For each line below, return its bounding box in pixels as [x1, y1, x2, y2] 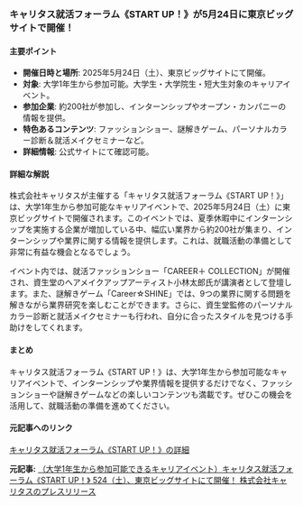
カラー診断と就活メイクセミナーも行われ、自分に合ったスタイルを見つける [9, 311, 286, 322]
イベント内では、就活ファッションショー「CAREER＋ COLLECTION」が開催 [9, 266, 290, 277]
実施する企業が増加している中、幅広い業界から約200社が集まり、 [32, 224, 277, 235]
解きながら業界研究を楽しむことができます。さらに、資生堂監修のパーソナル [9, 299, 293, 310]
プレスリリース [40, 485, 96, 497]
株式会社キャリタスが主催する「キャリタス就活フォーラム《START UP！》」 [9, 190, 289, 201]
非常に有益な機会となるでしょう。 [9, 246, 135, 258]
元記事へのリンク [9, 422, 73, 434]
